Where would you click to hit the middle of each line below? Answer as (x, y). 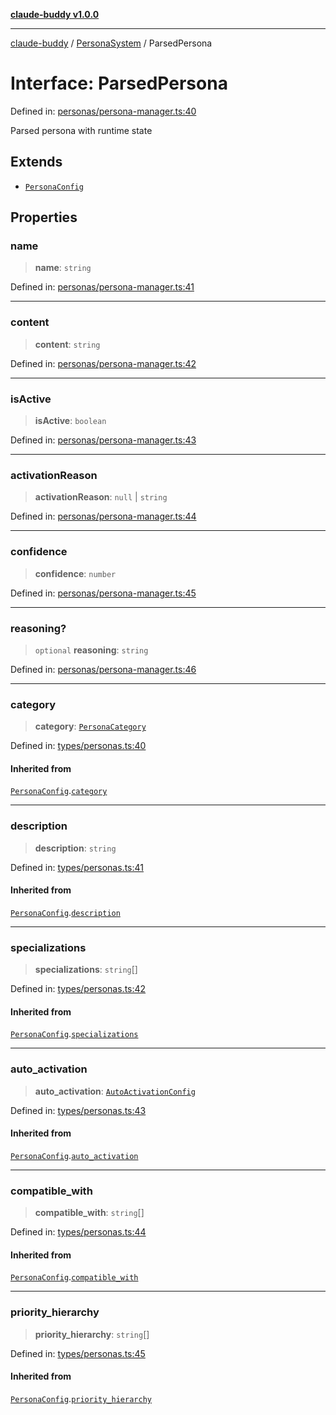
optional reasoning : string (91, 650)
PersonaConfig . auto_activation (74, 1155)
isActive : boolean (70, 421)
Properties (44, 217)
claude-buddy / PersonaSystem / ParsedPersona (111, 43)
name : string (63, 268)
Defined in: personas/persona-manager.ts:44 (103, 516)
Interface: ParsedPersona (119, 83)
